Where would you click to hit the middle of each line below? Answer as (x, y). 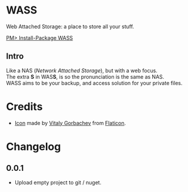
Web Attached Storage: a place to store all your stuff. (70, 26)
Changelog (33, 146)
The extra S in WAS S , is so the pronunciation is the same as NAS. (85, 76)
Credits (24, 107)
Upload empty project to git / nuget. (58, 182)
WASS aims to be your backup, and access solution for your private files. (94, 83)
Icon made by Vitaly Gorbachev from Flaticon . (70, 123)
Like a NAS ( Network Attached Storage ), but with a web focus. (82, 70)
